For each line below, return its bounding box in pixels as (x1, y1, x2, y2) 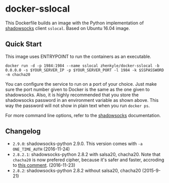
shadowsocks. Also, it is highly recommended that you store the (5, 92, 139, 98)
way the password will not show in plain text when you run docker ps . (5, 102, 150, 108)
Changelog (5, 127, 41, 136)
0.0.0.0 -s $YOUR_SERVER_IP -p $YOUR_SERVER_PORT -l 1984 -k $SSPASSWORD (5, 67, 164, 72)
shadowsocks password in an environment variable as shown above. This (5, 97, 159, 103)
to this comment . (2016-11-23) (12, 162, 76, 168)
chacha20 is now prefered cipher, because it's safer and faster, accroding (12, 157, 164, 163)
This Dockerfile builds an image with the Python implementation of (5, 20, 144, 26)
